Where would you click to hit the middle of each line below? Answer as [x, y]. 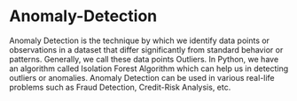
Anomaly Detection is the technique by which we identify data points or [140, 40]
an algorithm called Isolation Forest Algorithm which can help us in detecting [149, 69]
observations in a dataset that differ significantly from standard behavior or [146, 49]
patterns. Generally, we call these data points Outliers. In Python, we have [144, 59]
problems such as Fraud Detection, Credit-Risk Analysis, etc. [120, 87]
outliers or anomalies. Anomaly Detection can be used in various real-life [142, 77]
